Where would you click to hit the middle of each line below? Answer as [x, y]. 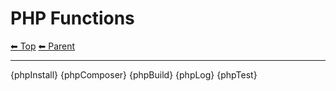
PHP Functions [72, 18]
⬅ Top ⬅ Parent [43, 46]
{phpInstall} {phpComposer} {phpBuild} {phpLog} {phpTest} [134, 74]
